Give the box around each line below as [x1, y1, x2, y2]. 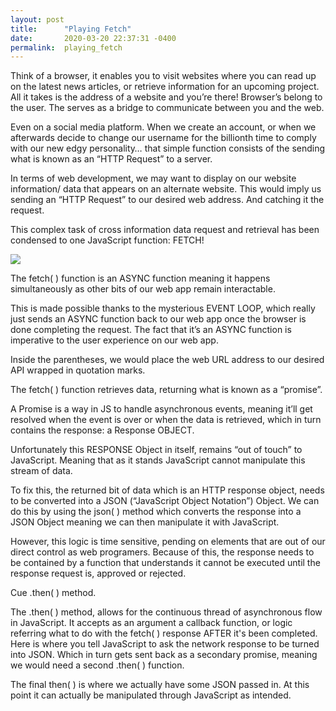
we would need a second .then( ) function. [10, 659, 185, 671]
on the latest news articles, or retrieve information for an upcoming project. [10, 81, 320, 93]
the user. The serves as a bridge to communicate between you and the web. [10, 102, 325, 114]
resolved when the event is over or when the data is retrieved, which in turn [10, 414, 322, 426]
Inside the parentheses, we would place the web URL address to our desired [10, 354, 325, 366]
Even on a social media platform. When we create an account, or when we [10, 121, 317, 133]
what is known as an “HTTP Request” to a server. [10, 153, 213, 165]
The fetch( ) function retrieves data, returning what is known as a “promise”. [10, 384, 323, 396]
